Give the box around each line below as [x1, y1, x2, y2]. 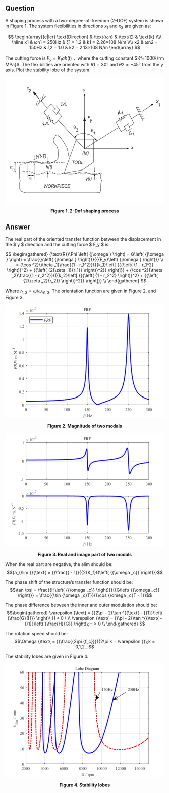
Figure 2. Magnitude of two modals [47, 423, 123, 429]
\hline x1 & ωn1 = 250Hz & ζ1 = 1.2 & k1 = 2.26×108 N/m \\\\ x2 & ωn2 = [12, 39, 158, 45]
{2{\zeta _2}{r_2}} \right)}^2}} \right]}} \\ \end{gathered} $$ [23, 278, 147, 284]
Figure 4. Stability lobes [59, 782, 110, 788]
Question [5, 4, 35, 13]
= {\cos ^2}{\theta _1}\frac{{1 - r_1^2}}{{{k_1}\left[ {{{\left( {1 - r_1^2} [16, 262, 154, 268]
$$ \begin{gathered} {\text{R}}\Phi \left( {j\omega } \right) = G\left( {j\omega [5, 251, 164, 257]
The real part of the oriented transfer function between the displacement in [5, 236, 161, 242]
